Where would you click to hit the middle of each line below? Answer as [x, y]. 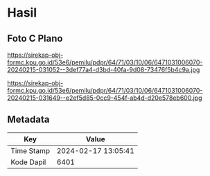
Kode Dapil [28, 162]
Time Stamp [30, 150]
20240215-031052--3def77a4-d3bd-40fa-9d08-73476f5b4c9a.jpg [104, 70]
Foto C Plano [35, 38]
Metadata [28, 120]
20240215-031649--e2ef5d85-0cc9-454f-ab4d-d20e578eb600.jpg [105, 98]
